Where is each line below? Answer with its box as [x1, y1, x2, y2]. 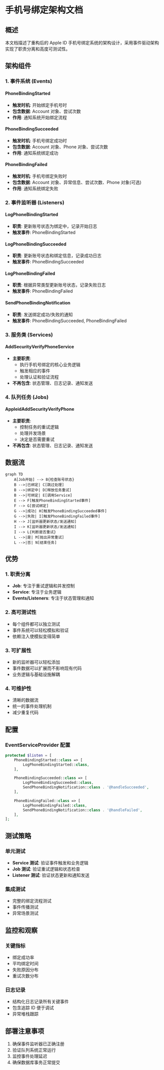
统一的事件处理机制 [12, 703, 52, 709]
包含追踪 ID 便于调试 [12, 1005, 54, 1011]
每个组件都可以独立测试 [12, 621, 60, 627]
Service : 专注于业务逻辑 [12, 589, 62, 595]
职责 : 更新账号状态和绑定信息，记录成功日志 [12, 253, 102, 258]
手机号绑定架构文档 [5, 4, 83, 16]
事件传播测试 [12, 904, 39, 910]
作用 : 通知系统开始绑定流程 [12, 114, 67, 120]
